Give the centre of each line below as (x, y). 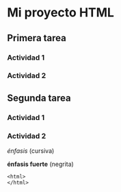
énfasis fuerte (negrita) (40, 164)
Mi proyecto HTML (61, 13)
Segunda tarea (39, 98)
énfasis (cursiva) (31, 151)
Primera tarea (37, 38)
